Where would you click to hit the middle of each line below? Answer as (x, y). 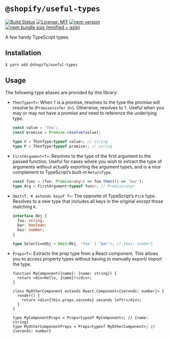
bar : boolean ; (32, 225)
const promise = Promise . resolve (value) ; (57, 133)
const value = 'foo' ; (35, 128)
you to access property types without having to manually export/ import (87, 259)
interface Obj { (30, 216)
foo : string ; (31, 221)
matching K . (25, 206)
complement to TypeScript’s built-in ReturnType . (62, 172)
